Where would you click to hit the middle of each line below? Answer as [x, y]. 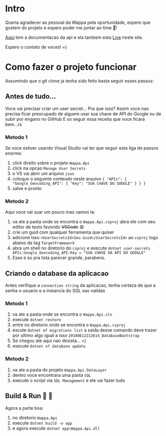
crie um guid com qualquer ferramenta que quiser [63, 232]
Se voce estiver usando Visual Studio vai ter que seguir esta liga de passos [82, 148]
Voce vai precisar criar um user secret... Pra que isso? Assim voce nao [77, 108]
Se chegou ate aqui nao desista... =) [49, 341]
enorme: [14, 153]
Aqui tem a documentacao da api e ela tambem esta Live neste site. [74, 37]
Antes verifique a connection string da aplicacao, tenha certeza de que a [81, 285]
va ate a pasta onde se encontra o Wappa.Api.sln [62, 314]
